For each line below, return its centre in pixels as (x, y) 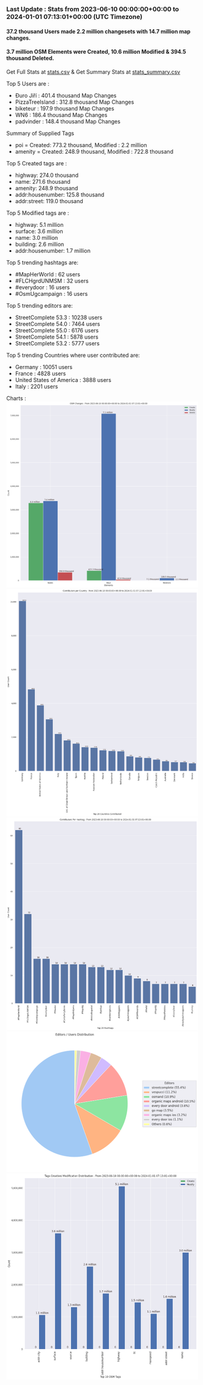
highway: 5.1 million (39, 225)
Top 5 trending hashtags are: (43, 262)
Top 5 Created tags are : (37, 163)
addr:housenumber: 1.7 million (53, 250)
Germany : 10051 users (44, 367)
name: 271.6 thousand (43, 181)
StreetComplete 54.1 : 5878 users (57, 337)
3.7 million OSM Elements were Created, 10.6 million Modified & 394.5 (96, 52)
